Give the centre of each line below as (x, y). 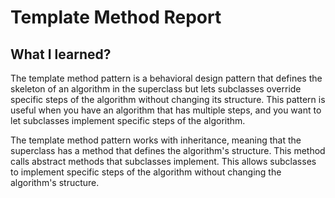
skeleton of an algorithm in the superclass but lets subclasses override (156, 89)
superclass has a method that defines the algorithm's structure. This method (168, 150)
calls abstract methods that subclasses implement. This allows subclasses (163, 161)
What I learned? (61, 54)
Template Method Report (116, 17)
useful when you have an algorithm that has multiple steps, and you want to (166, 110)
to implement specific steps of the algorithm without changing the (146, 172)
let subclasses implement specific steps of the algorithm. (128, 120)
